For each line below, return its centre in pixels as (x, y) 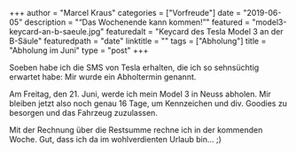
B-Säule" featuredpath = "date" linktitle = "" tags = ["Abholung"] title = (138, 41)
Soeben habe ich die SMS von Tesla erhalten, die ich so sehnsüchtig (134, 67)
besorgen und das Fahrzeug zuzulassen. (83, 113)
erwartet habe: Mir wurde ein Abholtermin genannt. (103, 77)
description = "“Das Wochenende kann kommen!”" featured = (137, 22)
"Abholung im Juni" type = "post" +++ (79, 50)
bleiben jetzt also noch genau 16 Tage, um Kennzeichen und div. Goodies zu (148, 103)
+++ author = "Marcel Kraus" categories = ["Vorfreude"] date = (125, 13)
